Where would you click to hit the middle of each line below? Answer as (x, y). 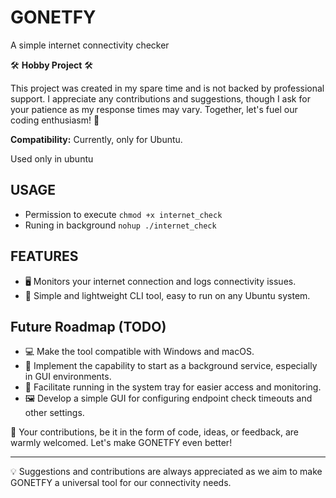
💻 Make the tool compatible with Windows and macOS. (139, 352)
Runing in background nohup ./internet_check (120, 225)
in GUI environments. (68, 377)
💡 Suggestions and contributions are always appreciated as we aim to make (166, 472)
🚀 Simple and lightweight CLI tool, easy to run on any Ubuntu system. (167, 295)
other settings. (54, 413)
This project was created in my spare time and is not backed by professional (167, 88)
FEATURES (44, 256)
